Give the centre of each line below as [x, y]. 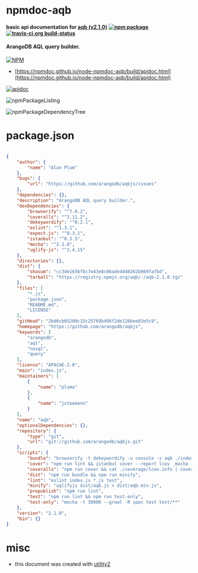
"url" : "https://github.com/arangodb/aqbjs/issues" [92, 184]
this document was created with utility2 [62, 564]
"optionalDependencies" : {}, [52, 425]
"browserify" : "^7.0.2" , [58, 211]
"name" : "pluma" [57, 387]
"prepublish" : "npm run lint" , [66, 491]
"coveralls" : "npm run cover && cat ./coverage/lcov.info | [103, 469]
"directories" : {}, [41, 261]
